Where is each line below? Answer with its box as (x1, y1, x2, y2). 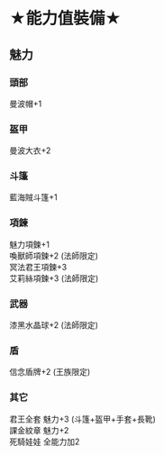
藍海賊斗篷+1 (9, 192, 58, 203)
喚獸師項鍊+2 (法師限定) (9, 250, 99, 261)
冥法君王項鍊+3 (9, 261, 68, 272)
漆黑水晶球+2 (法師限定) (9, 320, 99, 331)
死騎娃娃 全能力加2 (9, 436, 80, 447)
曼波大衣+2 (9, 145, 51, 156)
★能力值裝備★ (9, 8, 122, 29)
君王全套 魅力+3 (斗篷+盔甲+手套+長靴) (9, 414, 156, 424)
